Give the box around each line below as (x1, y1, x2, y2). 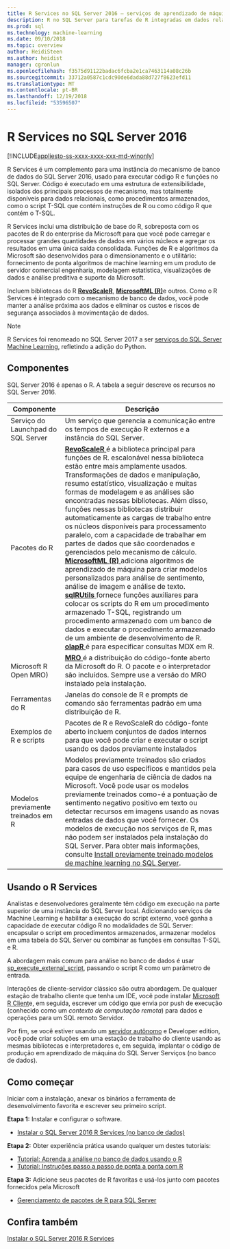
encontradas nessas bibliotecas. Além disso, (64, 495, 208, 505)
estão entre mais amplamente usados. (64, 461, 188, 471)
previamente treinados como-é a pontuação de (64, 789, 218, 799)
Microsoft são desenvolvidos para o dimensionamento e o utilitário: (7, 251, 197, 260)
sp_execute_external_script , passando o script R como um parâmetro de (7, 964, 211, 972)
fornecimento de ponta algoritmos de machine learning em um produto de (7, 258, 216, 267)
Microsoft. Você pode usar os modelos (64, 780, 190, 790)
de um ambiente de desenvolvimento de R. (64, 633, 202, 642)
